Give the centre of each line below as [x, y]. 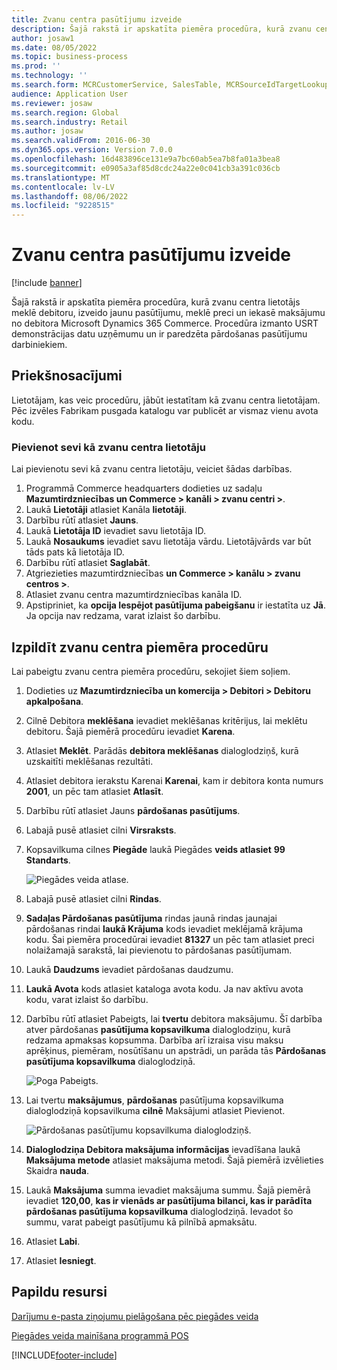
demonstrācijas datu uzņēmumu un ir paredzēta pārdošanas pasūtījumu [159, 334]
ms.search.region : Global [65, 112]
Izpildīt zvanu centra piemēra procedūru [140, 647]
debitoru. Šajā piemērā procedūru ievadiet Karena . [130, 731]
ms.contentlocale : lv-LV [63, 187]
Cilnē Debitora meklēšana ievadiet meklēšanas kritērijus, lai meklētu [166, 720]
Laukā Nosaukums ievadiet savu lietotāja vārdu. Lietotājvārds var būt [168, 542]
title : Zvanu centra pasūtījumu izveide [97, 19]
